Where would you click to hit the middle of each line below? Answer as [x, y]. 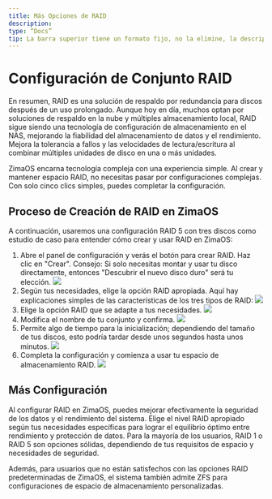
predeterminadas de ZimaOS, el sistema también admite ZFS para [118, 477]
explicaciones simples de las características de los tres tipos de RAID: [136, 300]
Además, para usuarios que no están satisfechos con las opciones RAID [128, 468]
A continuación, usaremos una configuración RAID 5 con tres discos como [132, 231]
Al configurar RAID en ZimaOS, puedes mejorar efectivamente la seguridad [134, 410]
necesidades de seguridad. [54, 453]
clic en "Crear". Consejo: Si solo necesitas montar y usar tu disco [129, 264]
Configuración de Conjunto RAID [120, 79]
